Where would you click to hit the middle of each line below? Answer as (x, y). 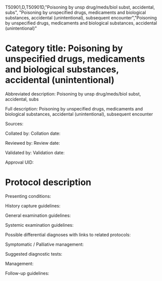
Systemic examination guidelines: (39, 225)
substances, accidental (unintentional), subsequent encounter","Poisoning (81, 18)
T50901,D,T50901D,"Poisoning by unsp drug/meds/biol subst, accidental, (80, 7)
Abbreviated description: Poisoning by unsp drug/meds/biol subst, (73, 94)
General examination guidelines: (38, 215)
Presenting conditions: (28, 196)
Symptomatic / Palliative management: (44, 244)
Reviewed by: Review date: (33, 143)
